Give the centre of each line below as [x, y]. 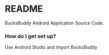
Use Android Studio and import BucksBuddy [51, 47]
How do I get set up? [31, 36]
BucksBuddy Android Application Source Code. [54, 23]
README [24, 9]
